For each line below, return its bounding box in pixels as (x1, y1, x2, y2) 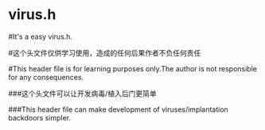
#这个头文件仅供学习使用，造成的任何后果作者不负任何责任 (8, 48, 201, 57)
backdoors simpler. (8, 113, 72, 122)
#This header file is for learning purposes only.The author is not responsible (8, 63, 257, 73)
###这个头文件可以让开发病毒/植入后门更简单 (8, 89, 157, 98)
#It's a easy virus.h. (8, 32, 73, 41)
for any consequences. (8, 72, 84, 82)
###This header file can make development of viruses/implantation (8, 105, 228, 114)
